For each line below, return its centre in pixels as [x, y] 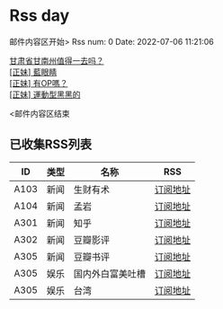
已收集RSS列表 [51, 145]
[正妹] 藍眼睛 [33, 72]
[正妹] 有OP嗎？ [39, 83]
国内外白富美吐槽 [110, 273]
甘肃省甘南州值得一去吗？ [57, 60]
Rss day [40, 16]
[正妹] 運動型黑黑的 [45, 94]
